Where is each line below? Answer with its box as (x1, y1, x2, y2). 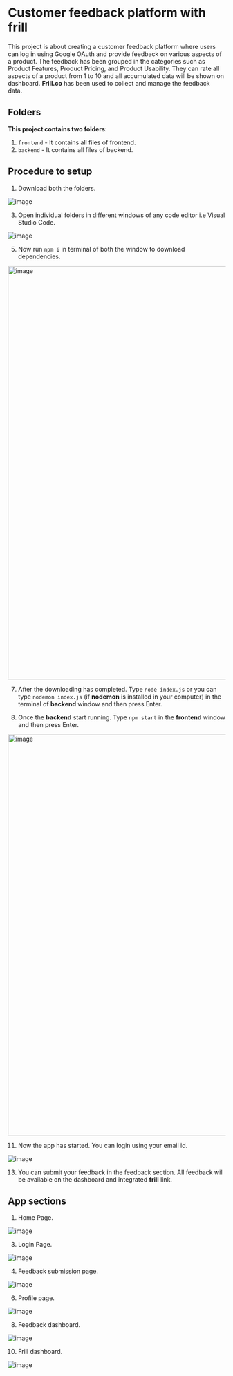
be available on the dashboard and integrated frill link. (17, 1175, 172, 1183)
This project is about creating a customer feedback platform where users (8, 42, 216, 50)
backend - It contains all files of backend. (17, 145, 133, 153)
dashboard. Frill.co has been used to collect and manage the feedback (8, 79, 210, 87)
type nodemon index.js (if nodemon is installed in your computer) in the (17, 692, 222, 701)
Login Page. (17, 1241, 53, 1249)
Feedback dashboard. (17, 1321, 81, 1329)
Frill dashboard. (17, 1348, 63, 1356)
